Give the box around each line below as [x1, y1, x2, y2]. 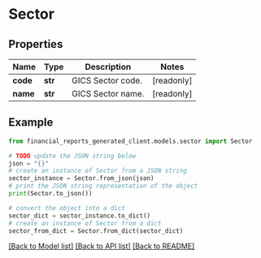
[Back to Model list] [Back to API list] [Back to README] [8, 241, 195, 252]
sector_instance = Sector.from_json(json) [8, 174, 154, 183]
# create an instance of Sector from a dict [8, 219, 162, 227]
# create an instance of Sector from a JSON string [8, 167, 187, 175]
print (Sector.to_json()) [8, 190, 93, 198]
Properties [8, 37, 63, 51]
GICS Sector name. [72, 88, 145, 99]
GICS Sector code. [72, 75, 142, 86]
